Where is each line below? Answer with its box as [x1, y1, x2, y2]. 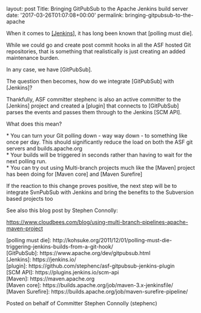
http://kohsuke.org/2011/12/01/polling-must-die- [52, 237, 173, 244]
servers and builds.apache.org [6, 145, 83, 152]
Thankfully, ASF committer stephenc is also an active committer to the [6, 96, 182, 103]
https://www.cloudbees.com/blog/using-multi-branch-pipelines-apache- [6, 219, 189, 225]
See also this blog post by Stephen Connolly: [6, 207, 118, 214]
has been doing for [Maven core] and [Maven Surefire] [6, 170, 143, 178]
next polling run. [6, 158, 47, 165]
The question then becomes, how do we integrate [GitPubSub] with [6, 78, 174, 85]
